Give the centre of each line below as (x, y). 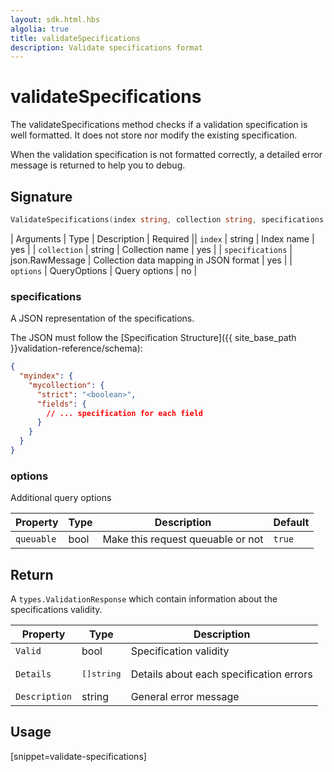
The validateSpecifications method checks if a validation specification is (159, 125)
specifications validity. (56, 610)
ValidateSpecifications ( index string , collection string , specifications (167, 220)
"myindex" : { (46, 376)
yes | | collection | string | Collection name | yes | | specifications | (151, 249)
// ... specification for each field (124, 413)
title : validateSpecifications (75, 38)
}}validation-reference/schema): (76, 348)
